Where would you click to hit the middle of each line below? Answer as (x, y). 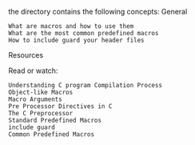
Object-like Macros (41, 92)
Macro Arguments (35, 99)
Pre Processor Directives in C (60, 107)
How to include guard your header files (77, 40)
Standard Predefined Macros (55, 120)
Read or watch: (33, 70)
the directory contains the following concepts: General (98, 12)
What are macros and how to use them (71, 26)
